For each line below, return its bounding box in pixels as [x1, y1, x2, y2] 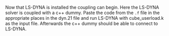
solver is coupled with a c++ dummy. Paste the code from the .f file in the [5, 10, 160, 16]
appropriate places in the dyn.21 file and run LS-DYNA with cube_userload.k [5, 15, 164, 21]
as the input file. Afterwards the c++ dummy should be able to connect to [5, 20, 158, 26]
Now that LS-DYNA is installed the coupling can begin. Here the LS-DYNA [5, 5, 159, 10]
